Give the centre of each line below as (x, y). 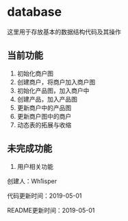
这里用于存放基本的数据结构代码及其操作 (64, 32)
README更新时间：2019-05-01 (51, 210)
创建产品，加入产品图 (47, 99)
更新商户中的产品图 (44, 108)
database (35, 12)
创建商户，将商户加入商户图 (56, 82)
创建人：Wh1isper (32, 181)
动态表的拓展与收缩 (44, 125)
